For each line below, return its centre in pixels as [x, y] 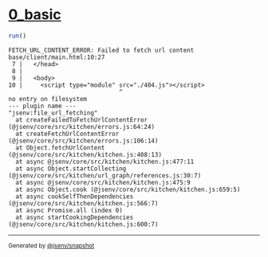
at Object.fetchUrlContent [60, 148]
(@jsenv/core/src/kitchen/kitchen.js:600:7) [83, 224]
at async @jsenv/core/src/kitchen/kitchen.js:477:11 [105, 162]
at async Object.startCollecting [71, 169]
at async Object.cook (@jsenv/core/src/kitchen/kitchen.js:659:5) [128, 189]
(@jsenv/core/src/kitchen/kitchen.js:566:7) [83, 203]
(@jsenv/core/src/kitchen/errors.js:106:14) [83, 141]
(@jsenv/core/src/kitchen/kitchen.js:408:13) [85, 154]
